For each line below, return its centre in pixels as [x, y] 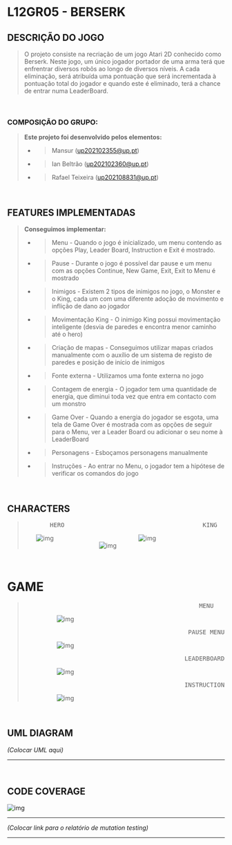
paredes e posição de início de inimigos [108, 362]
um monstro [69, 404]
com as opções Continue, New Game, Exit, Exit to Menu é [134, 271]
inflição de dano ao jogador [90, 306]
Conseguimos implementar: [65, 230]
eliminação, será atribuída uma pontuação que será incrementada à [120, 76]
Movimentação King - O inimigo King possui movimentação [136, 319]
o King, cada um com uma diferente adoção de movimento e [138, 299]
